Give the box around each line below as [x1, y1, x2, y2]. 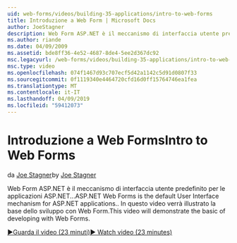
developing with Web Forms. [7, 214, 90, 223]
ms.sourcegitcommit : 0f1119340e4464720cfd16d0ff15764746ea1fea [7, 75, 197, 83]
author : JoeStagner [7, 23, 65, 30]
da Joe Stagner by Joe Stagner [7, 170, 97, 179]
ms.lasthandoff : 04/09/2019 [7, 96, 90, 103]
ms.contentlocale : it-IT [7, 89, 80, 96]
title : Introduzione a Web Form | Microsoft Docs [7, 17, 157, 24]
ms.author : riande [7, 37, 61, 44]
